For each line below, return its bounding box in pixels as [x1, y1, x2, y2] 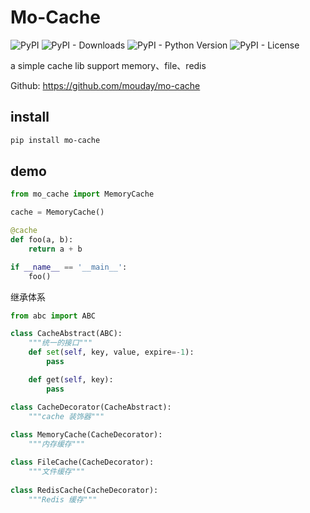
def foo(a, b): [10, 235, 74, 245]
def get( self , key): [28, 374, 114, 385]
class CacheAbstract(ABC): [10, 329, 123, 339]
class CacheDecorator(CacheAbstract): [10, 402, 172, 412]
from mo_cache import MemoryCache [10, 189, 155, 200]
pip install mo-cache [10, 135, 101, 145]
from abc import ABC [10, 311, 97, 321]
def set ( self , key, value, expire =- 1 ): [28, 347, 195, 358]
